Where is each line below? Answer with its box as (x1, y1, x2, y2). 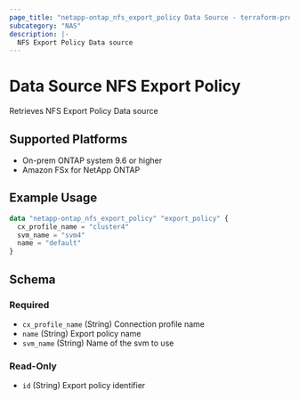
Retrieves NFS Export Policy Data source (9, 106, 158, 117)
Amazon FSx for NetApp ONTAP (21, 165, 141, 175)
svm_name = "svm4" (17, 231, 86, 240)
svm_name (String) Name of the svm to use (21, 338, 174, 348)
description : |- (9, 29, 69, 38)
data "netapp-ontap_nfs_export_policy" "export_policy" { (9, 214, 229, 223)
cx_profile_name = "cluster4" (17, 222, 129, 232)
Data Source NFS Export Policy (9, 77, 241, 96)
